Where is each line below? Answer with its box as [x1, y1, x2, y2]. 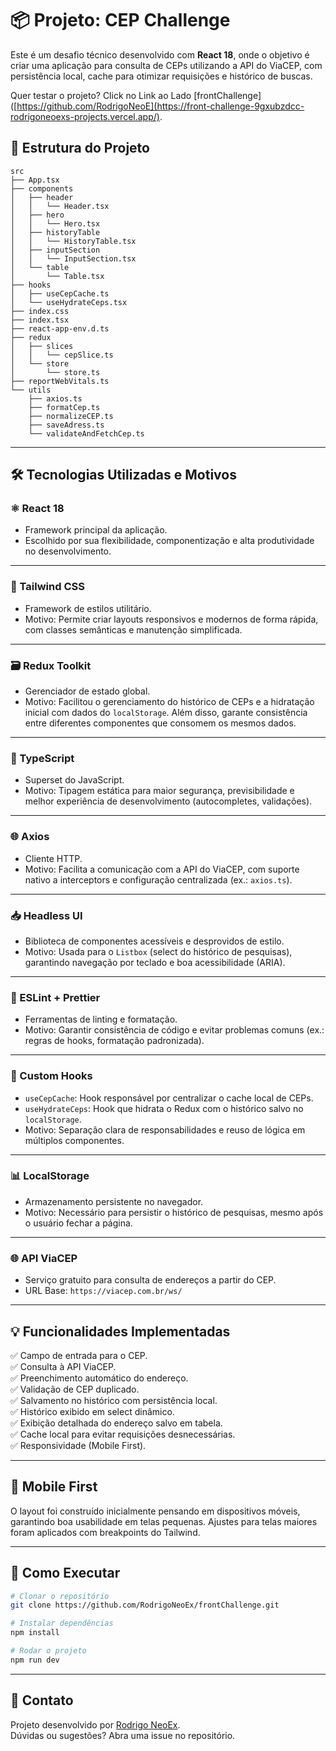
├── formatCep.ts [28, 402, 101, 412]
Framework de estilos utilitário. [24, 602, 152, 614]
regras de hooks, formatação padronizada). [24, 1035, 205, 1047]
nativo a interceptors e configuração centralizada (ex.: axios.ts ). [24, 873, 293, 886]
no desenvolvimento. [24, 545, 112, 557]
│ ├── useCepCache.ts [10, 288, 110, 299]
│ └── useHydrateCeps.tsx [10, 297, 128, 307]
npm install [10, 1628, 60, 1638]
